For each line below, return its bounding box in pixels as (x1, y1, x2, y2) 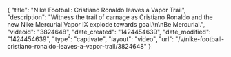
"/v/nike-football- (175, 35, 225, 43)
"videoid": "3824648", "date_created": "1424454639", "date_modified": (7, 27, 211, 36)
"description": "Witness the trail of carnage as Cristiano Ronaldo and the (7, 13, 213, 21)
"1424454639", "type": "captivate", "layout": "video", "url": (7, 35, 174, 43)
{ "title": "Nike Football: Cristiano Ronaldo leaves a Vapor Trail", (7, 6, 186, 14)
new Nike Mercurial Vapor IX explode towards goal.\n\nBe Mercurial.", (7, 21, 205, 28)
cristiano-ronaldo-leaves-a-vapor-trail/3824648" (7, 43, 147, 50)
